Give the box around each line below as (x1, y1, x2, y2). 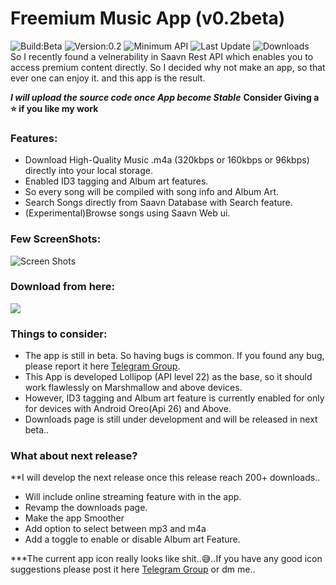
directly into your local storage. (24, 165, 153, 177)
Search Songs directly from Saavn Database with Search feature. (24, 197, 293, 209)
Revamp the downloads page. (24, 502, 148, 514)
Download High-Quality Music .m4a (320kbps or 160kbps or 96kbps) (24, 154, 310, 166)
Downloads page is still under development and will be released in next (24, 413, 318, 426)
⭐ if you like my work (10, 102, 99, 114)
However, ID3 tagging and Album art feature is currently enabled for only (24, 392, 325, 404)
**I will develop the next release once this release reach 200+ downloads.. (10, 472, 321, 484)
